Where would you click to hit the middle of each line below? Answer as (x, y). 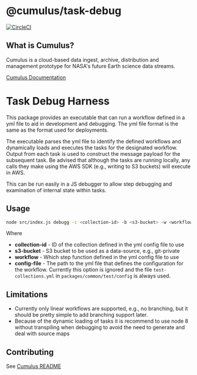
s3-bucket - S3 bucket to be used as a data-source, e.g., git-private (97, 251)
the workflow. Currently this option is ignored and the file (83, 270)
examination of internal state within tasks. (56, 190)
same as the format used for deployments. (57, 130)
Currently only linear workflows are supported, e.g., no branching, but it (101, 309)
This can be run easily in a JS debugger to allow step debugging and (89, 184)
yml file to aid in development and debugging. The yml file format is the (92, 123)
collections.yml (34, 277)
